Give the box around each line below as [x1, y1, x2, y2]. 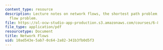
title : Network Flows [5, 34, 49, 39]
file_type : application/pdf [5, 25, 62, 30]
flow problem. [9, 16, 38, 20]
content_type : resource [5, 7, 53, 12]
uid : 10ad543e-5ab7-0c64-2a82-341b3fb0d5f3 [5, 38, 95, 43]
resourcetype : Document [5, 29, 53, 34]
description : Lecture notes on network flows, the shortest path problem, [5, 11, 160, 16]
